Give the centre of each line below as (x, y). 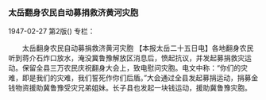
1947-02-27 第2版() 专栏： (52, 31)
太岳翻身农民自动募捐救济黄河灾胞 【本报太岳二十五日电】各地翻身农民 (138, 48)
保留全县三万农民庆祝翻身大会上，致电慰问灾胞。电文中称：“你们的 (131, 68)
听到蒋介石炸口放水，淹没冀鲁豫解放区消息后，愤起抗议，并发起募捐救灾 (126, 58)
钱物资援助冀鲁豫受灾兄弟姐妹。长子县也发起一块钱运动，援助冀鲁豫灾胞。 (130, 88)
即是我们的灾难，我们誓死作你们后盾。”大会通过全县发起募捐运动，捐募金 (140, 78)
